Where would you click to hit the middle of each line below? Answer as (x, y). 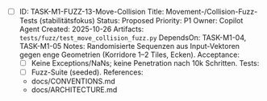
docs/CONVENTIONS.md (73, 81)
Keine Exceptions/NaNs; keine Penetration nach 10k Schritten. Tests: (145, 63)
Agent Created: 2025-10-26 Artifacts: (81, 29)
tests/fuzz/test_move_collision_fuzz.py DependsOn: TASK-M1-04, (133, 38)
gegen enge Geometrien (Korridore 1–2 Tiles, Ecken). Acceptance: (129, 55)
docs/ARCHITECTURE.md (74, 90)
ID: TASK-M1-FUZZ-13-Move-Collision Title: (92, 12)
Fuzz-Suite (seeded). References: (87, 72)
